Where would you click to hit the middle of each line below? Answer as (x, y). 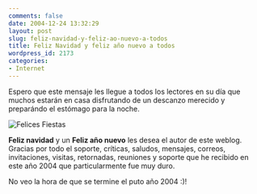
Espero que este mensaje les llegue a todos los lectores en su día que (124, 91)
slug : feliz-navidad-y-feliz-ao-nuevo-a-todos (88, 38)
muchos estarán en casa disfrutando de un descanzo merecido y (117, 100)
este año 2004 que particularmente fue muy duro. (92, 166)
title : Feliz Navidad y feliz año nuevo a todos (92, 46)
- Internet (27, 69)
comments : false (36, 16)
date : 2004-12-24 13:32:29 (54, 23)
